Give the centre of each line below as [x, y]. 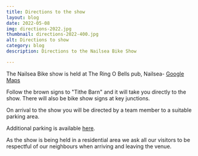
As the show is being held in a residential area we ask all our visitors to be [98, 140]
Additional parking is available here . [51, 128]
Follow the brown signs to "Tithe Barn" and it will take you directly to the [96, 92]
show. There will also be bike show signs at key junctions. [78, 98]
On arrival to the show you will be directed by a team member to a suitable [99, 110]
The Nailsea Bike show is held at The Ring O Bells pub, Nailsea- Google [95, 74]
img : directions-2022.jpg [39, 29]
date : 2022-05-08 [28, 23]
